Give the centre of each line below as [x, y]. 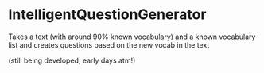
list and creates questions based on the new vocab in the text [109, 44]
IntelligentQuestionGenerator [107, 15]
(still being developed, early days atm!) [72, 60]
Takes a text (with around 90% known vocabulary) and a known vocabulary [132, 36]
